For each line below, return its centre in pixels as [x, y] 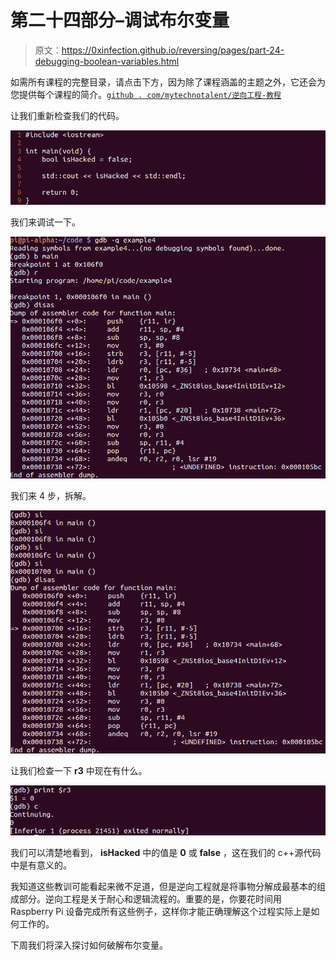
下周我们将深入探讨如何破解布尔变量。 [89, 945]
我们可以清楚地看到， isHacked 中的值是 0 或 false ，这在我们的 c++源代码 [166, 853]
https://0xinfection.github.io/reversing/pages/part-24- [173, 50]
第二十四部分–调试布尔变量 [120, 20]
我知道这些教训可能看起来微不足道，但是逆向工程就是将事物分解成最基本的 [163, 887]
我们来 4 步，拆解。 [51, 496]
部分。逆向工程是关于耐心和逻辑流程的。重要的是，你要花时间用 [150, 899]
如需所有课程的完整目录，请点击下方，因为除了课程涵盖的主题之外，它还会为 [168, 82]
